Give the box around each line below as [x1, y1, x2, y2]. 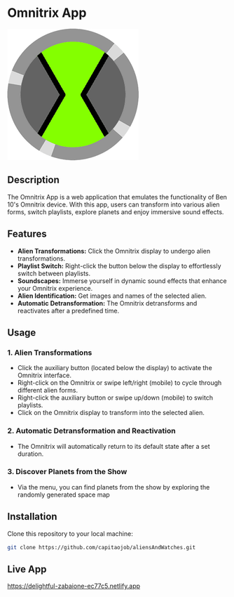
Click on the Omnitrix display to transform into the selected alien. [17, 409, 205, 417]
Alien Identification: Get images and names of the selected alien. [17, 291, 207, 300]
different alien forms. [17, 386, 78, 395]
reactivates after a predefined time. [17, 306, 120, 315]
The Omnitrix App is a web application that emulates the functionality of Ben [7, 192, 228, 201]
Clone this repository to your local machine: [7, 529, 133, 538]
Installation [7, 511, 57, 523]
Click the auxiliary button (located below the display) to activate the [17, 364, 212, 372]
